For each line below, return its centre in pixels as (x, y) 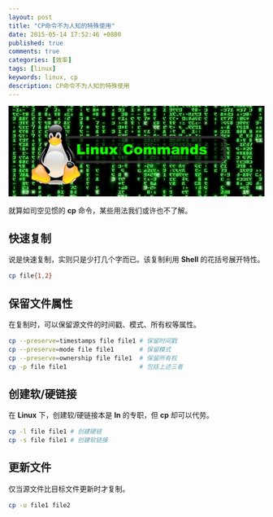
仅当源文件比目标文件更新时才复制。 (69, 489)
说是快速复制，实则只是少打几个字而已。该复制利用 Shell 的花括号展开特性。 (136, 260)
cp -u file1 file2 (39, 505)
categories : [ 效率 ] (40, 60)
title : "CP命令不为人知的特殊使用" (62, 26)
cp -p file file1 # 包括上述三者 (96, 366)
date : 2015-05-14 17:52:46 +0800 (65, 34)
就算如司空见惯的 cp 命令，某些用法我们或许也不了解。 (100, 210)
